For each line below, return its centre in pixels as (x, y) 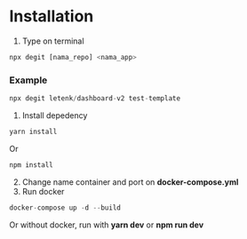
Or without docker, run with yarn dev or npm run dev (107, 225)
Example (28, 80)
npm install (31, 165)
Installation (52, 16)
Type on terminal (53, 41)
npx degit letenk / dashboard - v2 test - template (95, 99)
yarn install (33, 131)
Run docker (43, 191)
